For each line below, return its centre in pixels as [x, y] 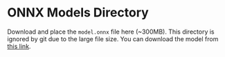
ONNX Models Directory [78, 13]
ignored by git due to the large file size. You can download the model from [113, 38]
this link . [19, 46]
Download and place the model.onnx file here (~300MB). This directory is [111, 32]
